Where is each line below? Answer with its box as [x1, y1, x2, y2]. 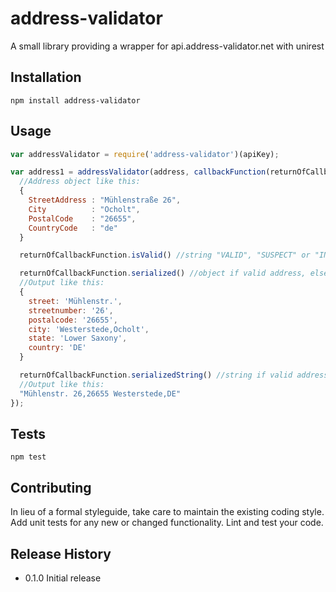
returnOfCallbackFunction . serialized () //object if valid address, [19, 268, 307, 279]
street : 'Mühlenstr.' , [28, 296, 123, 306]
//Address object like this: [19, 177, 141, 187]
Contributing [10, 479, 92, 496]
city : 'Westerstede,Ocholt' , [28, 324, 150, 334]
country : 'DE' [28, 343, 87, 353]
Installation [10, 69, 82, 86]
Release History [10, 545, 112, 562]
